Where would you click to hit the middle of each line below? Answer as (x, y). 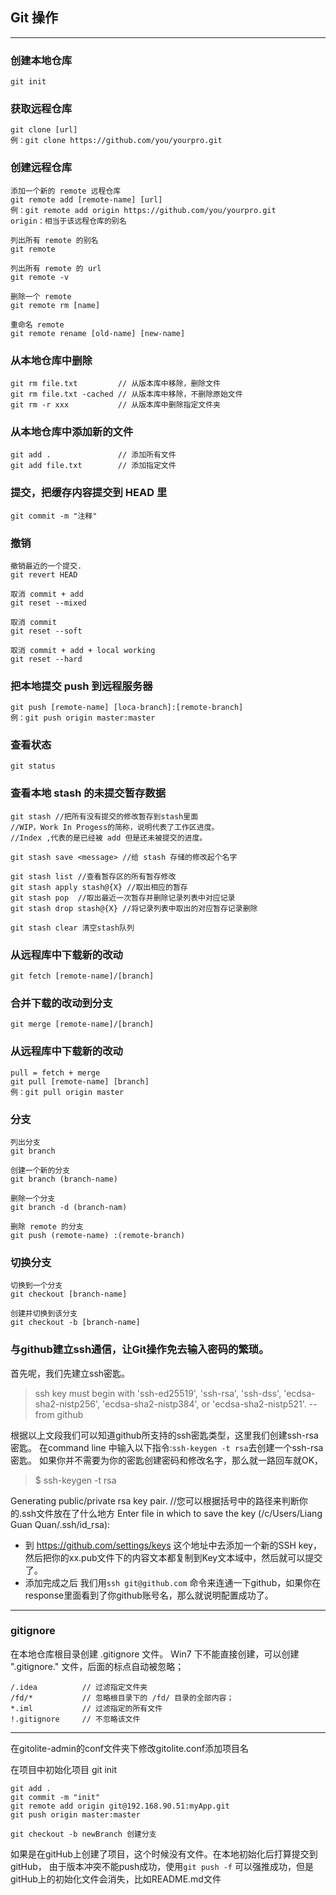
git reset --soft (46, 631)
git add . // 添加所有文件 (93, 455)
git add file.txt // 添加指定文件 (93, 466)
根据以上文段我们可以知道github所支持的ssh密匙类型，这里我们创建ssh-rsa (164, 1435)
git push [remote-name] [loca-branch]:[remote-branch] (127, 708)
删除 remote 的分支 (47, 1226)
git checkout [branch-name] (69, 1294)
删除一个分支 (33, 1198)
